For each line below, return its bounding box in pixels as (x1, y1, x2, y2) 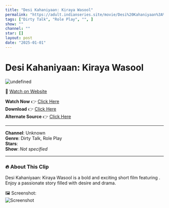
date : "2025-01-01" (5, 40, 46, 45)
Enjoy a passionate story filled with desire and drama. (5, 180, 116, 186)
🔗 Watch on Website (5, 88, 47, 94)
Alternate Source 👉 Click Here (5, 113, 71, 119)
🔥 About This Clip (5, 163, 49, 170)
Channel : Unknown (5, 129, 46, 136)
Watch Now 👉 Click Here (5, 98, 59, 104)
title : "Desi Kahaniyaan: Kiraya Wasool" (5, 7, 94, 13)
